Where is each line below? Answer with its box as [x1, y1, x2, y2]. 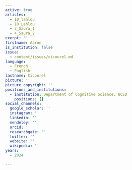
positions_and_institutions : [5, 87, 67, 92]
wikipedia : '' [10, 143, 39, 149]
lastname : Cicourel [5, 73, 46, 78]
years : [5, 148, 19, 153]
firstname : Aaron [5, 40, 42, 45]
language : [5, 59, 26, 64]
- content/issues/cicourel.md [10, 54, 73, 60]
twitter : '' [10, 134, 35, 139]
